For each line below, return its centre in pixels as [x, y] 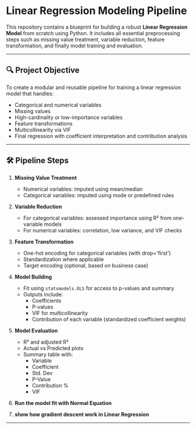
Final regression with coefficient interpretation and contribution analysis [101, 136]
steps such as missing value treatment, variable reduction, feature [85, 39]
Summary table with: [48, 354]
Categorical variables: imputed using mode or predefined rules [99, 195]
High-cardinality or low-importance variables [69, 117]
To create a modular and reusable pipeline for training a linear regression [94, 87]
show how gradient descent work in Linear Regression [82, 414]
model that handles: [30, 93]
